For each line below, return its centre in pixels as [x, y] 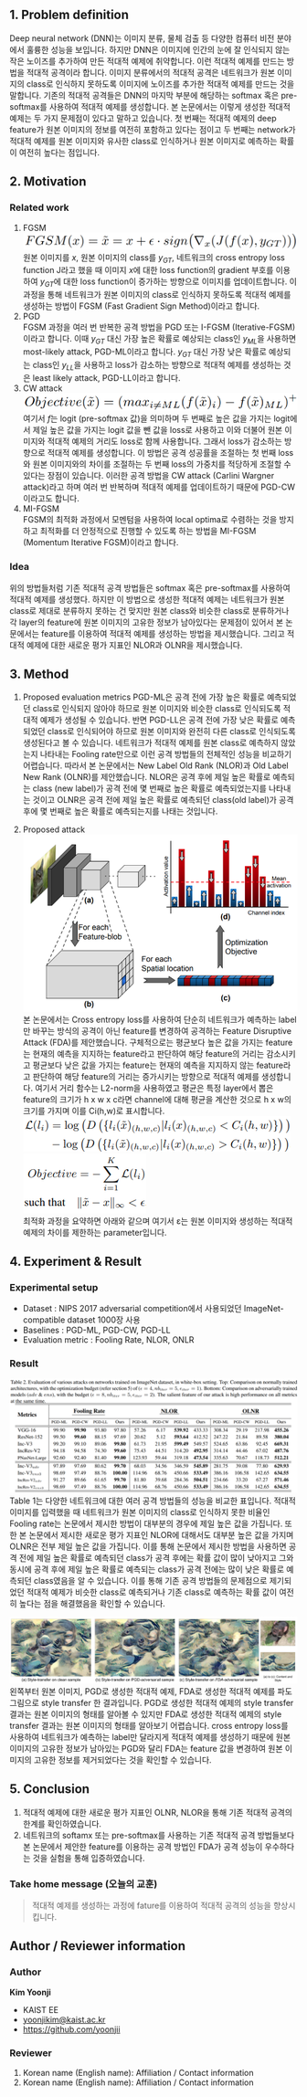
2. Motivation [48, 182]
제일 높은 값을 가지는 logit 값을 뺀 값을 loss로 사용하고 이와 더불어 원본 [158, 430]
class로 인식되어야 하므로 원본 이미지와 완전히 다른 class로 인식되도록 [171, 732]
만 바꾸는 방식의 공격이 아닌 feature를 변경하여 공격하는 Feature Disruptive [157, 1030]
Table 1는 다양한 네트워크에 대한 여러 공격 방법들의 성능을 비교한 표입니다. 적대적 [153, 1501]
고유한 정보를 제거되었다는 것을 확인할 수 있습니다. [122, 1760]
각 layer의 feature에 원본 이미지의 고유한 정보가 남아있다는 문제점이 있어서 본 [147, 622]
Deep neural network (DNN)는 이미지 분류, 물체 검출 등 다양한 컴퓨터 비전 [142, 38]
